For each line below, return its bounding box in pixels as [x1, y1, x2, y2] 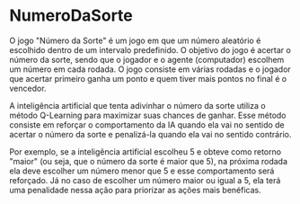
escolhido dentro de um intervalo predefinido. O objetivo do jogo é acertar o [9, 44, 292, 55]
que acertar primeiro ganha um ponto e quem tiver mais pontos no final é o [9, 73, 287, 84]
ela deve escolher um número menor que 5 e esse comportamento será [9, 165, 275, 176]
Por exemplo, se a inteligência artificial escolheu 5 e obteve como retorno [9, 146, 281, 157]
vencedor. [9, 83, 47, 93]
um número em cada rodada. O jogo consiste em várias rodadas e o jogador [9, 64, 292, 75]
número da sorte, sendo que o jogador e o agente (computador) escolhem [9, 54, 285, 65]
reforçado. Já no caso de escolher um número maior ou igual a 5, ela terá [9, 174, 281, 185]
